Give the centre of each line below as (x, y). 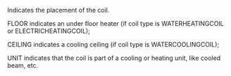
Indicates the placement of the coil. (58, 10)
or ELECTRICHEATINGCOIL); (49, 31)
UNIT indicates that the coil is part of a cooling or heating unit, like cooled (114, 58)
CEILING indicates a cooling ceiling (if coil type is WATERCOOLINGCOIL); (113, 44)
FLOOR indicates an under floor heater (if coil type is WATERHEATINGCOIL (115, 23)
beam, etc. (23, 65)
